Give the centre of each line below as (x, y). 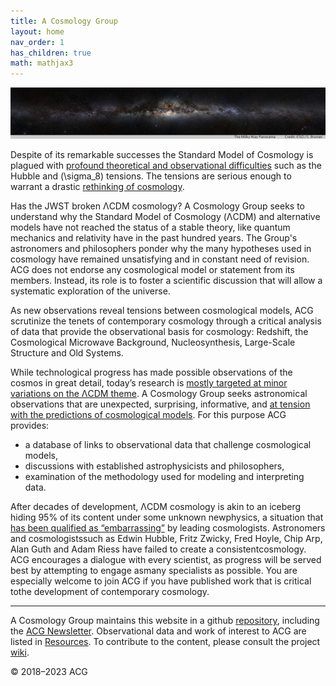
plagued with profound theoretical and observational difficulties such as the (166, 166)
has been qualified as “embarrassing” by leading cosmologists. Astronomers (168, 528)
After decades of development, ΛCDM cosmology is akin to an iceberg (156, 507)
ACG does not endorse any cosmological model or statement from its (152, 270)
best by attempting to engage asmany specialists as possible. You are (154, 571)
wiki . (20, 652)
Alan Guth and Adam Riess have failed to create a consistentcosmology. (158, 549)
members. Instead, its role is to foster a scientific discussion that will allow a (166, 281)
